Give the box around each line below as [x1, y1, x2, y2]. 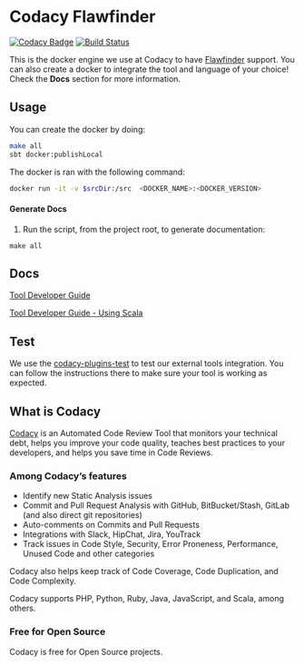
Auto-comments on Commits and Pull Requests [22, 520, 200, 531]
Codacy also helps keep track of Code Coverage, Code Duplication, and [9, 566, 279, 577]
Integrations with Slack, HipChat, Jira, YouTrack [22, 529, 201, 540]
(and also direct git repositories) [22, 510, 142, 521]
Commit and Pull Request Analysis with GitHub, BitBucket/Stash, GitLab [22, 500, 290, 511]
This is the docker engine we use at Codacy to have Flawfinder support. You [9, 54, 295, 65]
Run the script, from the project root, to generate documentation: [22, 224, 266, 234]
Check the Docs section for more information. [9, 73, 181, 84]
